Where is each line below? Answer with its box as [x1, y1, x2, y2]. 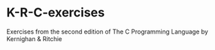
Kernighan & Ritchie [6, 34, 63, 42]
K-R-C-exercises [6, 5, 105, 21]
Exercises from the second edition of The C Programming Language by [6, 27, 208, 36]
